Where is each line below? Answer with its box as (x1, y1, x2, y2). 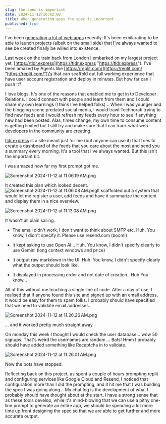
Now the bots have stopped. (5, 361, 63, 367)
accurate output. (5, 413, 39, 419)
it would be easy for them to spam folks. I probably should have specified (5, 297, 155, 303)
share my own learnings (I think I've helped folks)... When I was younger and (5, 101, 162, 107)
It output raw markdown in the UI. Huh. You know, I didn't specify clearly (12, 257, 161, 263)
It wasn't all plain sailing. (5, 217, 55, 224)
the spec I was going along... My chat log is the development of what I (5, 387, 149, 393)
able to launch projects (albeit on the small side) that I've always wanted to (5, 40, 158, 46)
